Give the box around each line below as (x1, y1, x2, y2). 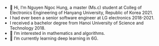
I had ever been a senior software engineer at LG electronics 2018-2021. (9, 15, 155, 20)
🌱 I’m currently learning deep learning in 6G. (9, 35, 99, 41)
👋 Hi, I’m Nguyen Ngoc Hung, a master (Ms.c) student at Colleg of (9, 5, 142, 10)
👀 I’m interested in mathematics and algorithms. (9, 31, 106, 36)
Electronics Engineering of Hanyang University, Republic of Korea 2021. (9, 10, 153, 15)
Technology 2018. (9, 25, 46, 31)
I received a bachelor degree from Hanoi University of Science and (9, 20, 144, 26)
